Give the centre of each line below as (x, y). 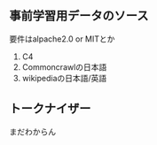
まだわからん (32, 132)
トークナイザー (50, 109)
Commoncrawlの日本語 (64, 67)
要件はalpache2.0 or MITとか (62, 39)
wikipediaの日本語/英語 (64, 78)
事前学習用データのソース (79, 16)
